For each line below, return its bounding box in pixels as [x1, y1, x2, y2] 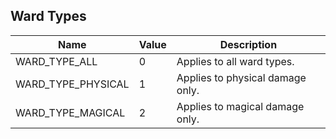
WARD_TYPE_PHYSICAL [15, 77, 130, 91]
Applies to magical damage [176, 99, 305, 113]
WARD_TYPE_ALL [15, 54, 98, 68]
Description [219, 37, 278, 51]
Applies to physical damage [176, 70, 307, 84]
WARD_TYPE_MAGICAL [15, 105, 126, 119]
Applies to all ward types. [176, 54, 295, 68]
